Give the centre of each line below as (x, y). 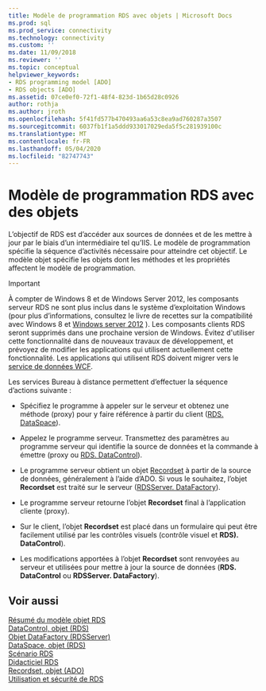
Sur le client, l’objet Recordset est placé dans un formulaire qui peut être (139, 526)
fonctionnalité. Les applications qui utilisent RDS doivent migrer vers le (123, 358)
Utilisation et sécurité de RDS (56, 679)
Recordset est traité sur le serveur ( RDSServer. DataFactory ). (120, 487)
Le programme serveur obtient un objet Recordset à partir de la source (135, 471)
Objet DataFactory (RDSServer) (60, 637)
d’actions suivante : (40, 390)
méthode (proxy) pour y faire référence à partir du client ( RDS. (121, 414)
